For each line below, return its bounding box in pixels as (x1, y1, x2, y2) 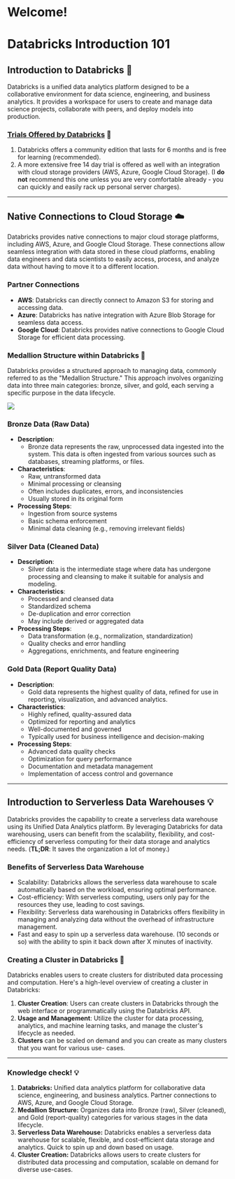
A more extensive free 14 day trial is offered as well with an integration (17, 160, 220, 169)
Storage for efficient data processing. (17, 333, 126, 341)
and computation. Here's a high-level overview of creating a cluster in (7, 978, 208, 987)
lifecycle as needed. (17, 1029, 76, 1038)
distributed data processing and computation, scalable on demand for (17, 1158, 219, 1166)
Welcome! (7, 4, 68, 20)
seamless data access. (17, 318, 84, 326)
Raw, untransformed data (27, 472, 101, 481)
